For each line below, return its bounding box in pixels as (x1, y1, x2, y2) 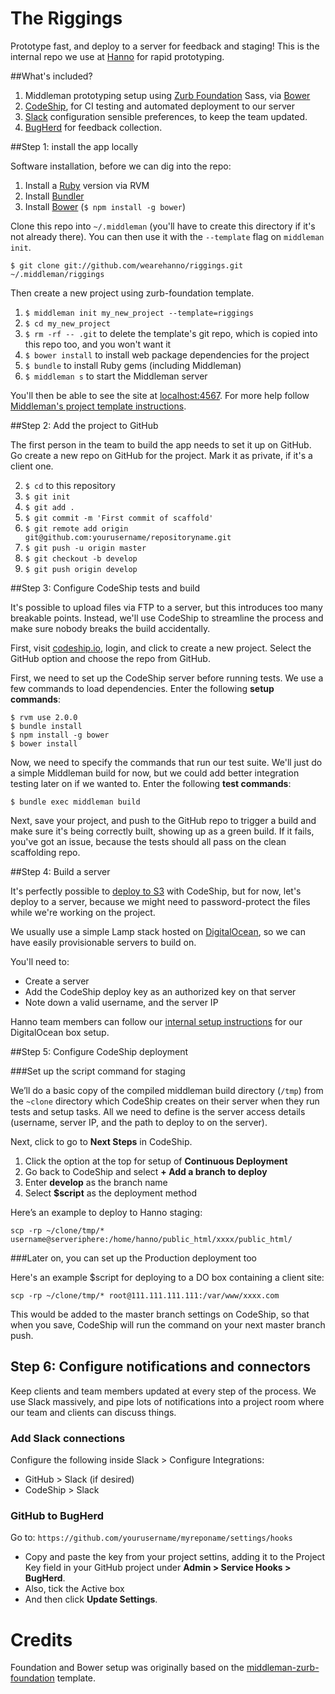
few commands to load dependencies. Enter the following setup (10, 682, 275, 694)
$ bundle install (10, 721, 83, 731)
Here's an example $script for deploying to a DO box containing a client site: (10, 1271, 325, 1283)
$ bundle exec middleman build (10, 797, 141, 807)
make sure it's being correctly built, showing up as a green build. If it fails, (10, 825, 315, 837)
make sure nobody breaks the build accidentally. (10, 622, 211, 634)
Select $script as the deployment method (24, 1187, 198, 1199)
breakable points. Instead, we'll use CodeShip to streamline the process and (10, 612, 324, 624)
